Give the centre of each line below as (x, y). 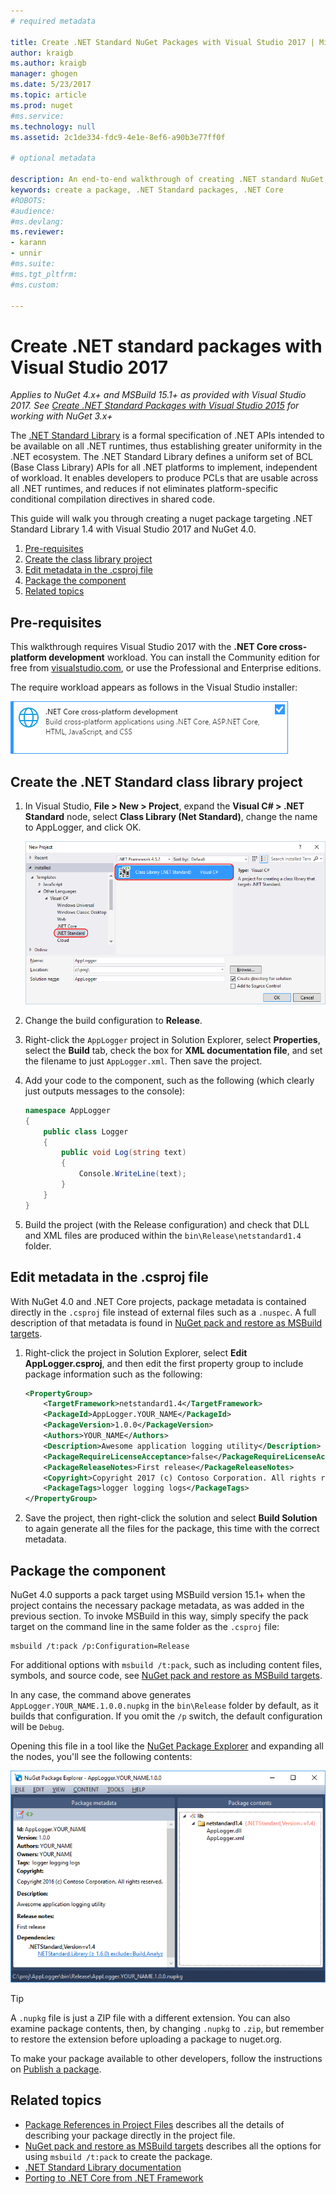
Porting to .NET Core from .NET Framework (114, 2177)
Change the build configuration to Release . (113, 1020)
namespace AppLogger (67, 1110)
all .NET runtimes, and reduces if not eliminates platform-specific (144, 489)
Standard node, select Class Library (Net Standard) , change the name (171, 816)
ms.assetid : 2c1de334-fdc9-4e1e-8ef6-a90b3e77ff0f (118, 137)
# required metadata (53, 21)
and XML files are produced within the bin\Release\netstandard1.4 (163, 1235)
